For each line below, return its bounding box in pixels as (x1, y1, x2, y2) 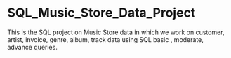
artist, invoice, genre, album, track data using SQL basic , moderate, (7, 35, 204, 43)
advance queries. (7, 43, 58, 51)
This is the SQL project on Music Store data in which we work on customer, (7, 28, 225, 36)
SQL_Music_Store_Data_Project (7, 5, 196, 21)
